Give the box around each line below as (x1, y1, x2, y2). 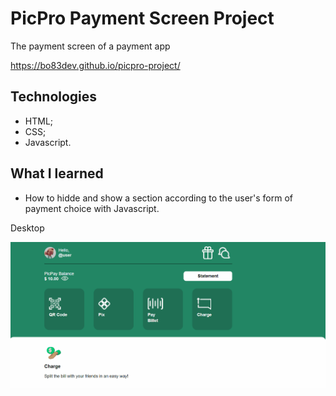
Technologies (10, 88, 98, 106)
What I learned (10, 165, 104, 182)
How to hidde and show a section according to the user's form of (24, 192, 294, 204)
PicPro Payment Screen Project (10, 7, 275, 30)
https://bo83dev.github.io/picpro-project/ (10, 59, 181, 71)
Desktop (10, 222, 45, 234)
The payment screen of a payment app (10, 40, 171, 52)
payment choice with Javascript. (24, 202, 160, 214)
